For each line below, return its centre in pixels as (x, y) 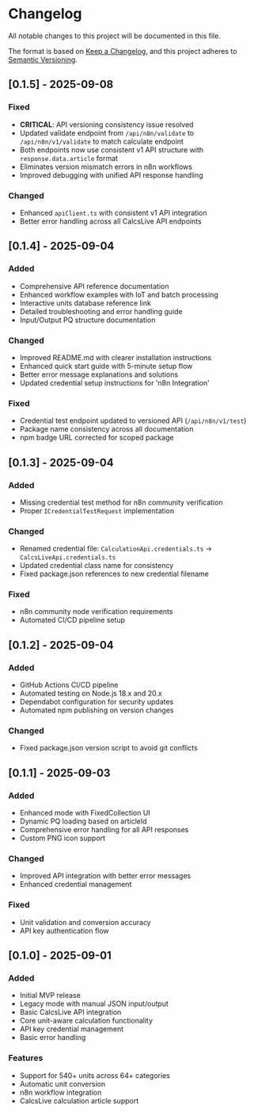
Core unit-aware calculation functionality (86, 1021)
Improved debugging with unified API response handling (111, 175)
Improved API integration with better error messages (105, 876)
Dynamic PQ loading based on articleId (83, 821)
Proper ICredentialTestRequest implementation (97, 510)
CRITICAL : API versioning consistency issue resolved (106, 125)
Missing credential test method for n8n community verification (121, 502)
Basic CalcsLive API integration (70, 1012)
